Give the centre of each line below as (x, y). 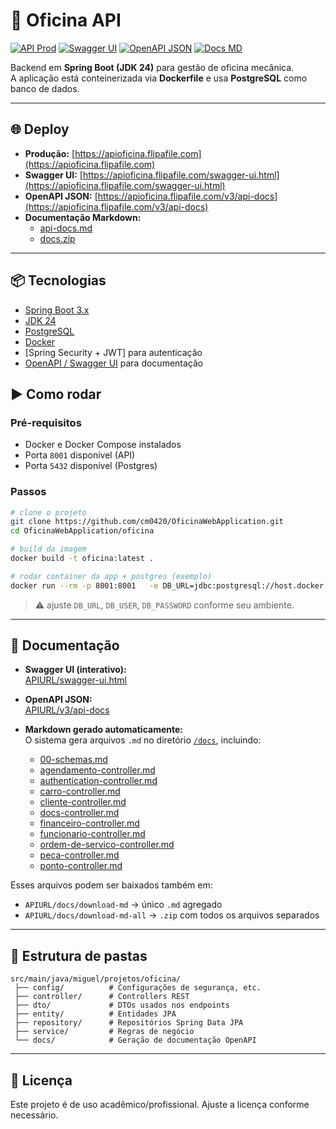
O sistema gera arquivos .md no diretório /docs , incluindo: (143, 740)
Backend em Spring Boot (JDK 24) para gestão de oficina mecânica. (152, 67)
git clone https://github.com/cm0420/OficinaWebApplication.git (147, 522)
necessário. (34, 1115)
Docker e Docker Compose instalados (103, 445)
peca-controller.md (79, 855)
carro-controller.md (80, 791)
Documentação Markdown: (83, 217)
